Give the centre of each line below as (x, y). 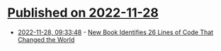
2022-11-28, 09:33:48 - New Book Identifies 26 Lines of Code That (115, 32)
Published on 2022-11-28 (83, 13)
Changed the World (46, 39)
